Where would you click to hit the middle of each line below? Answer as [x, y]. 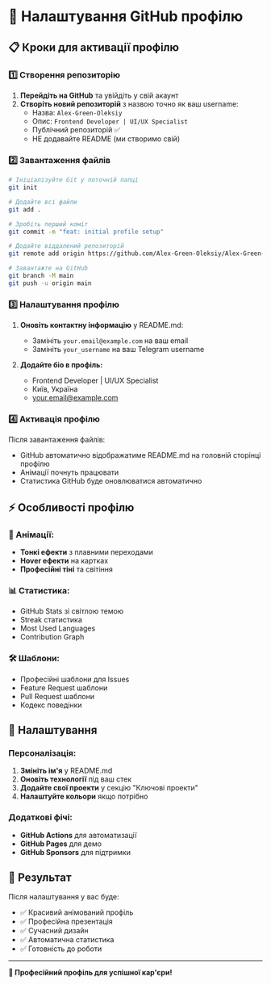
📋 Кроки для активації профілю [94, 47]
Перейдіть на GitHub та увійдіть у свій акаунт [99, 95]
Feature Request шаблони [64, 687]
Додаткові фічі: [40, 817]
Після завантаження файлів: [57, 440]
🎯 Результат [40, 878]
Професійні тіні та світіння [66, 569]
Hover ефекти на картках [64, 561]
